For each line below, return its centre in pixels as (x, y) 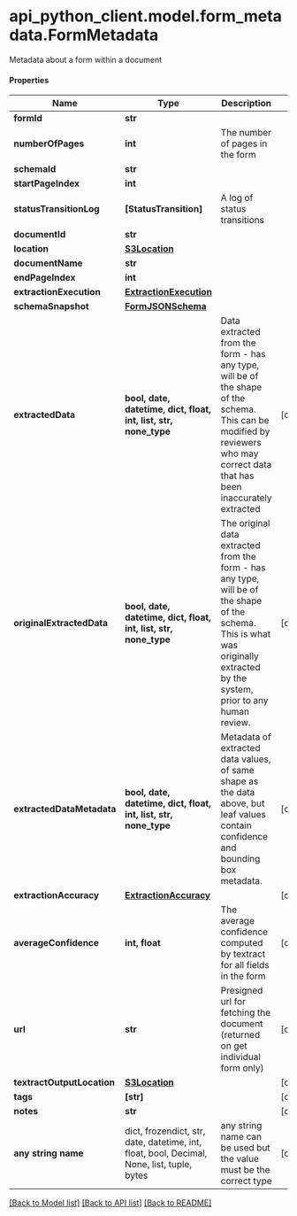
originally (240, 656)
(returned (240, 1035)
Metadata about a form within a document (86, 59)
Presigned (242, 991)
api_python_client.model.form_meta (146, 16)
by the (234, 678)
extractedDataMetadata (65, 809)
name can (241, 1137)
